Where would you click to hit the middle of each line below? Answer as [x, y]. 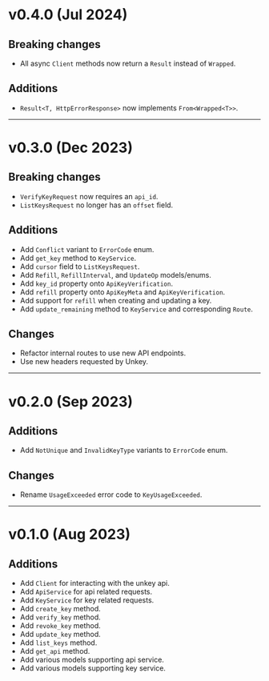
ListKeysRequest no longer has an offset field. [96, 205]
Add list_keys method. [58, 643]
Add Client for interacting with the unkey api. [95, 583]
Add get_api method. [55, 651]
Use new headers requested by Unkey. [84, 362]
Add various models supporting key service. [93, 668]
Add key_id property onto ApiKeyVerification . [96, 283]
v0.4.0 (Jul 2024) [68, 15]
